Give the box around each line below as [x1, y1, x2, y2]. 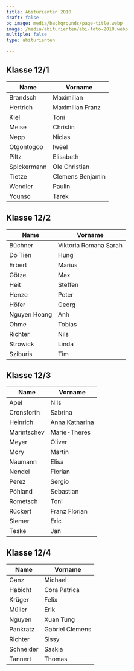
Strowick [9, 340, 34, 348]
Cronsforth [9, 408, 40, 417]
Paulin [53, 182, 71, 190]
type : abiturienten [6, 37, 56, 43]
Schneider [9, 645, 39, 653]
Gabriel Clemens [44, 625, 92, 634]
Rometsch [9, 497, 38, 506]
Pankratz [9, 625, 35, 634]
